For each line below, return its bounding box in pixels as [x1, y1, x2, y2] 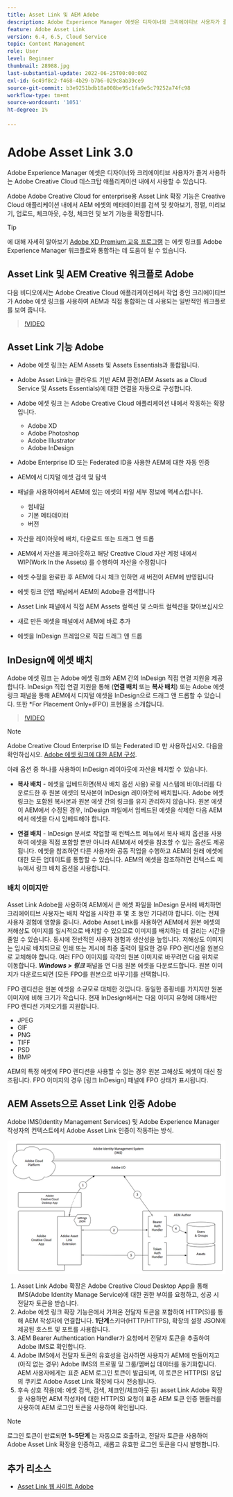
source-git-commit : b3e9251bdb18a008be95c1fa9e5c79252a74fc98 [7, 84, 191, 92]
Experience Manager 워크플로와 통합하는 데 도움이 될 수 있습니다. [7, 246, 187, 254]
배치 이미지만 [7, 883, 49, 893]
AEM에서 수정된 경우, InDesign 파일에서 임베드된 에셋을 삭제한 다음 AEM [24, 806, 223, 814]
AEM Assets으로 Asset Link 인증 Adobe [7, 1098, 177, 1109]
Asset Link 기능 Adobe [7, 341, 104, 354]
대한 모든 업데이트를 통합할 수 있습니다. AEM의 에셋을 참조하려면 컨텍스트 [17, 855, 216, 864]
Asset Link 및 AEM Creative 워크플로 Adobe [7, 268, 194, 281]
